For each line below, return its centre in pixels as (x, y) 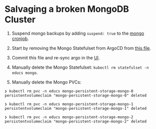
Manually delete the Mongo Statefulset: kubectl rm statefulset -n (80, 67)
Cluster (20, 20)
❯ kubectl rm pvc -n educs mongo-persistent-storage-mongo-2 (69, 117)
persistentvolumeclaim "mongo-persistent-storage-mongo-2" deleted (76, 121)
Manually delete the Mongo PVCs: (47, 82)
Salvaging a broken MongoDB (67, 9)
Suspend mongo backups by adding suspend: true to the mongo (78, 33)
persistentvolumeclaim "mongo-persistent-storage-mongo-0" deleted (76, 95)
